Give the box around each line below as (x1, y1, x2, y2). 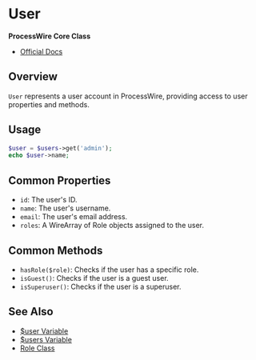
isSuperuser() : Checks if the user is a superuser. (19, 282, 182, 291)
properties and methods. (8, 99, 90, 109)
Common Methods (8, 243, 103, 257)
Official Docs (19, 46, 63, 56)
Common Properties (8, 174, 111, 187)
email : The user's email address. (19, 212, 128, 222)
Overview (8, 70, 58, 84)
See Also (8, 305, 54, 318)
